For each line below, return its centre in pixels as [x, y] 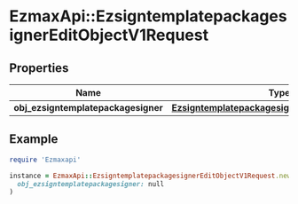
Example [34, 139]
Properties [39, 68]
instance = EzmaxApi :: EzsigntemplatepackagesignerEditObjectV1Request [142, 176]
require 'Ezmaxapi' [45, 160]
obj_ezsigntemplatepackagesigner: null [91, 184]
